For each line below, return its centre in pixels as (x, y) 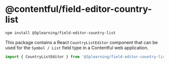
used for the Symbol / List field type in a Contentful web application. (77, 48)
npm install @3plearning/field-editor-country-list (60, 33)
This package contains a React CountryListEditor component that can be (81, 42)
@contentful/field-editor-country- (78, 9)
